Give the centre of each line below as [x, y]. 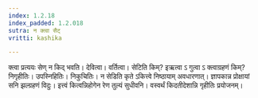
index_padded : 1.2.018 [46, 23]
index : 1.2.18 [32, 16]
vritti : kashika [35, 38]
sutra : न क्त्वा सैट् [35, 30]
